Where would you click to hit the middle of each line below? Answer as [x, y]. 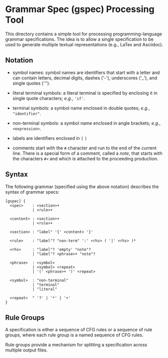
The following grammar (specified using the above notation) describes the [82, 187]
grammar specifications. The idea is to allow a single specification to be [79, 39]
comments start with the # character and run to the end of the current [85, 148]
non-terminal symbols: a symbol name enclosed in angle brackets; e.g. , [87, 123]
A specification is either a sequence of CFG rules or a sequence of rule [79, 330]
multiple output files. [26, 350]
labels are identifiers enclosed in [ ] [50, 138]
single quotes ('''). [31, 83]
